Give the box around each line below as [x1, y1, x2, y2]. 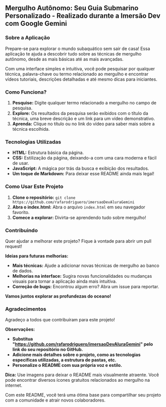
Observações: [5, 326, 35, 332]
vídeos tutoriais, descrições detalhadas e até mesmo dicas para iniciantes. [5, 76, 158, 82]
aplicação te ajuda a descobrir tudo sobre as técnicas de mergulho [5, 51, 142, 56]
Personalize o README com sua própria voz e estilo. [12, 362, 122, 368]
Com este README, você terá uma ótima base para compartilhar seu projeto [5, 392, 161, 398]
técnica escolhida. [12, 126, 50, 132]
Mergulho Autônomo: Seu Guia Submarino [5, 4, 139, 12]
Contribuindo [5, 227, 38, 234]
